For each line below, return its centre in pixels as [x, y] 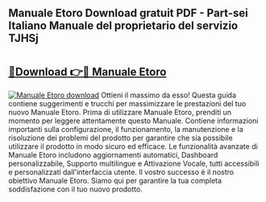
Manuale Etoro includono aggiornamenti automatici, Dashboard [113, 155]
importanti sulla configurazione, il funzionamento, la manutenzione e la [126, 129]
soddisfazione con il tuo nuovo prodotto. [75, 189]
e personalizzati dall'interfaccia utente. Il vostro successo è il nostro [121, 172]
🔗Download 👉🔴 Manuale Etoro [87, 72]
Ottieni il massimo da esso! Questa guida [168, 95]
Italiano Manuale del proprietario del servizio [123, 26]
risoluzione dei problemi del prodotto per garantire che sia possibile [121, 138]
